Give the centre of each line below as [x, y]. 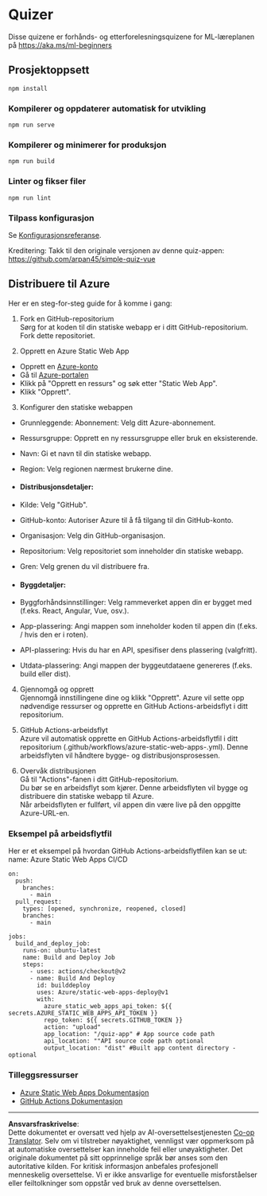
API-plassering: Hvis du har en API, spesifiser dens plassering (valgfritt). [138, 650]
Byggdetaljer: [43, 584]
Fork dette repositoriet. [57, 335]
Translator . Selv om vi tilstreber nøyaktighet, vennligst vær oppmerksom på [131, 1140]
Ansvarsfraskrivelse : [44, 1124]
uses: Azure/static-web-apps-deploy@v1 [103, 992]
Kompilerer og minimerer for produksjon [87, 145]
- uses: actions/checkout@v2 [77, 972]
